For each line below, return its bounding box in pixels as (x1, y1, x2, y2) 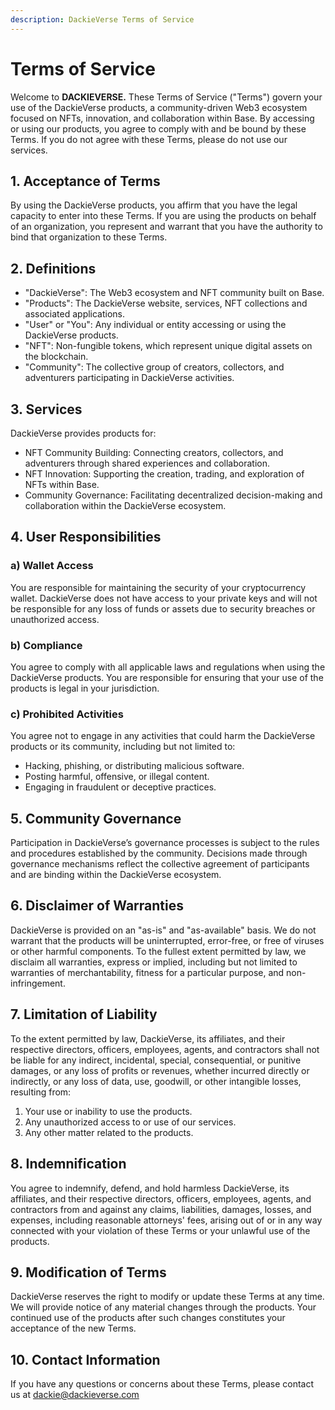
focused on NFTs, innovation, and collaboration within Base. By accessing (10, 112, 315, 124)
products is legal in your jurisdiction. (10, 682, 160, 694)
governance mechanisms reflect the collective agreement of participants (10, 858, 310, 870)
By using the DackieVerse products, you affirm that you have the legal (10, 199, 298, 211)
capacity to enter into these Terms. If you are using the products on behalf (10, 210, 317, 222)
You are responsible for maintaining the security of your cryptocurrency (10, 581, 307, 593)
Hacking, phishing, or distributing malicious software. (24, 760, 245, 772)
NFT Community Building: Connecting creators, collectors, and (24, 447, 284, 458)
